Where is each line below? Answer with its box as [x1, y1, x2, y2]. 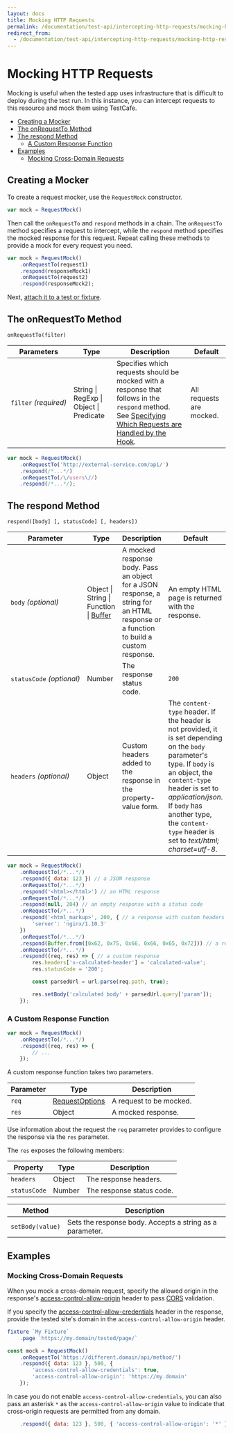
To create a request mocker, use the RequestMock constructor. [7, 193, 182, 201]
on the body [168, 742, 205, 751]
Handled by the [116, 428, 166, 438]
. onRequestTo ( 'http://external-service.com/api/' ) [19, 461, 169, 468]
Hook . [116, 436, 137, 446]
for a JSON [122, 580, 158, 590]
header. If [184, 707, 216, 717]
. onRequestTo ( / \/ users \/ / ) [19, 474, 98, 481]
